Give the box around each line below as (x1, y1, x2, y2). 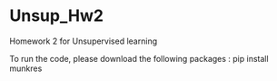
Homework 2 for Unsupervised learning (9, 35, 157, 46)
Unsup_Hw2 (9, 5, 104, 26)
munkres (9, 63, 43, 74)
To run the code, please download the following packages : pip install (9, 53, 270, 64)
